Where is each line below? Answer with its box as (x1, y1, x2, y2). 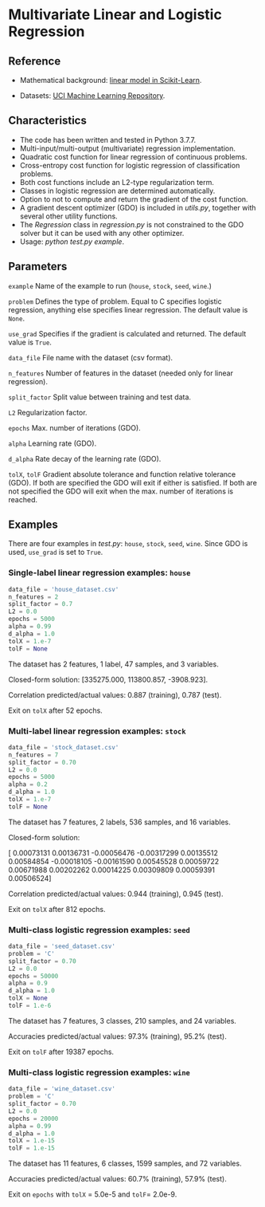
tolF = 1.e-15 (8, 1144, 56, 1153)
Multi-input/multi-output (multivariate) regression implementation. (19, 144, 236, 153)
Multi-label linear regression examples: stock (8, 725, 186, 737)
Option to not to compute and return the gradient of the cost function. (19, 194, 248, 204)
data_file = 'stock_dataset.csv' (8, 743, 119, 751)
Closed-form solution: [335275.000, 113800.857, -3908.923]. (8, 674, 208, 684)
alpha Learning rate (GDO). (8, 438, 97, 448)
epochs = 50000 (8, 972, 59, 980)
